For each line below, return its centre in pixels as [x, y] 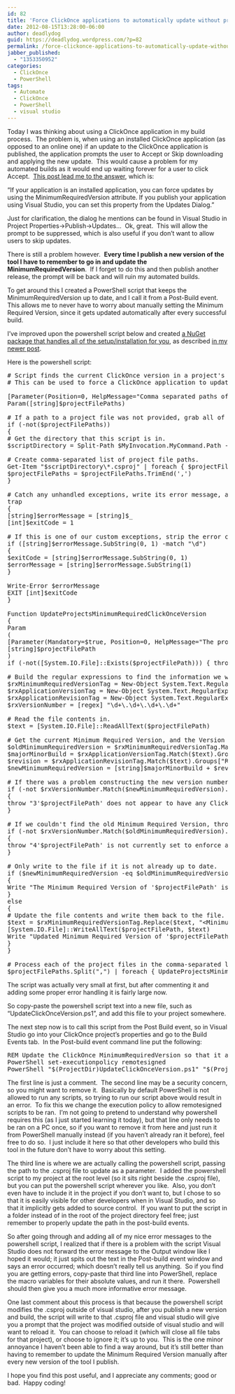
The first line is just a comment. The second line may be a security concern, [117, 1082]
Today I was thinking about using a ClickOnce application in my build [106, 131]
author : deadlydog [34, 33]
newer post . [24, 348]
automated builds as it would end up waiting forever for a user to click [108, 168]
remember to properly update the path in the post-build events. [98, 1223]
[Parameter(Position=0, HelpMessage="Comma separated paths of [118, 396]
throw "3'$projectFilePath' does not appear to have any [107, 803]
